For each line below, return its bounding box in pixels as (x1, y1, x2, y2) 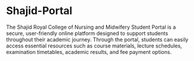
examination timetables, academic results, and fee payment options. (6, 48, 172, 55)
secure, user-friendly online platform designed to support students (6, 29, 169, 36)
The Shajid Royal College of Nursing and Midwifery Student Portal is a (6, 23, 176, 30)
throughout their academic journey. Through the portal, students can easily (6, 36, 189, 43)
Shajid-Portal (6, 4, 73, 18)
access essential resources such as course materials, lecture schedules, (6, 42, 182, 49)
